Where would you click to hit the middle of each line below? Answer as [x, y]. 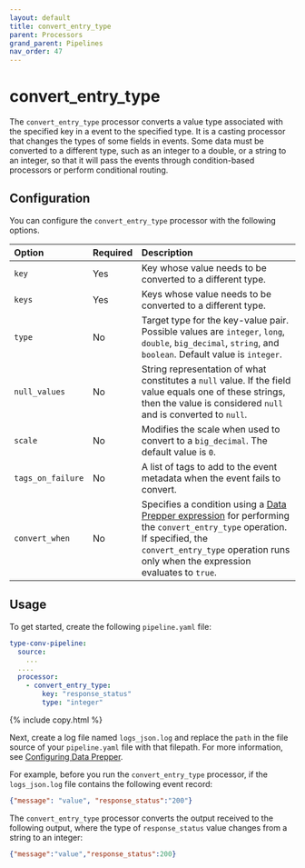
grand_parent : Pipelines [56, 43]
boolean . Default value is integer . [212, 354]
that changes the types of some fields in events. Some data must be [137, 141]
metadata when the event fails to [211, 478]
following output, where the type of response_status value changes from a [148, 827]
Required [113, 253]
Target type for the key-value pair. [215, 320]
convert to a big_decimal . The [204, 440]
